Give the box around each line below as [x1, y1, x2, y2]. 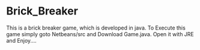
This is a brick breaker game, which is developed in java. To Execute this [6, 24, 186, 31]
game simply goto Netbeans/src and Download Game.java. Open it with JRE [6, 30, 194, 37]
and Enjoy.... [6, 37, 37, 44]
